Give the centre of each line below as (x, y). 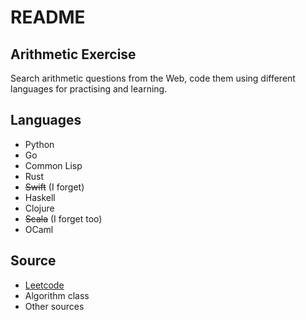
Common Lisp (53, 165)
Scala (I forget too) (63, 218)
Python (39, 144)
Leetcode (44, 285)
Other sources (54, 306)
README (48, 17)
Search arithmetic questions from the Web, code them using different (153, 78)
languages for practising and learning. (89, 89)
